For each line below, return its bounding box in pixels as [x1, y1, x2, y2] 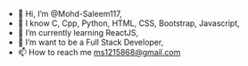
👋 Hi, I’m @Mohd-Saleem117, [17, 9, 122, 19]
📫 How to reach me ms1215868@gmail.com [17, 47, 181, 57]
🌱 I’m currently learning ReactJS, [17, 28, 139, 37]
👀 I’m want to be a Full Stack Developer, [17, 37, 164, 47]
